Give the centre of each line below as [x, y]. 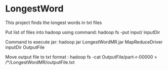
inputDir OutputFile [25, 47]
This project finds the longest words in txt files [54, 22]
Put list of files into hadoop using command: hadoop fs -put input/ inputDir [83, 32]
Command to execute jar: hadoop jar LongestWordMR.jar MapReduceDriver [84, 42]
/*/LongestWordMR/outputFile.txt [40, 62]
